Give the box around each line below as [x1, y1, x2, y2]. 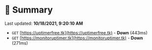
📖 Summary [4, 4, 53, 16]
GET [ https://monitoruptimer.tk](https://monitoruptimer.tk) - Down [11, 35, 143, 41]
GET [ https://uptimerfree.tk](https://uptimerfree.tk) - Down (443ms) [11, 30, 148, 35]
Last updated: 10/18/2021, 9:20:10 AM [4, 20, 83, 26]
